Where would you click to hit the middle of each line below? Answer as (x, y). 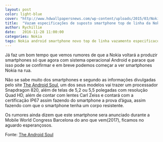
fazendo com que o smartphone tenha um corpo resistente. (65, 105)
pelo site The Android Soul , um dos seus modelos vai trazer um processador (81, 85)
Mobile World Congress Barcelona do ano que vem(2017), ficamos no (74, 120)
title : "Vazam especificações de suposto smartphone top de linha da (78, 23)
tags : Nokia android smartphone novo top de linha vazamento (68, 41)
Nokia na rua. (18, 70)
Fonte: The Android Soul (29, 134)
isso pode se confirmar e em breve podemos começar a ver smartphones (79, 65)
